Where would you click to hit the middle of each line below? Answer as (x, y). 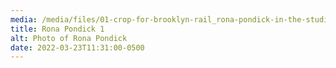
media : (24, 19)
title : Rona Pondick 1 (57, 29)
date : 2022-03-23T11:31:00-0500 (77, 47)
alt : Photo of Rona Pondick (69, 38)
